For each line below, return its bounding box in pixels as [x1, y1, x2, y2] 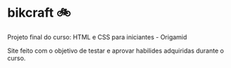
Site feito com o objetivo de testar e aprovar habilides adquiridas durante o [7, 46, 224, 55]
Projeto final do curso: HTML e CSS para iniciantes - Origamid [7, 32, 187, 41]
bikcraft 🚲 [7, 5, 71, 21]
